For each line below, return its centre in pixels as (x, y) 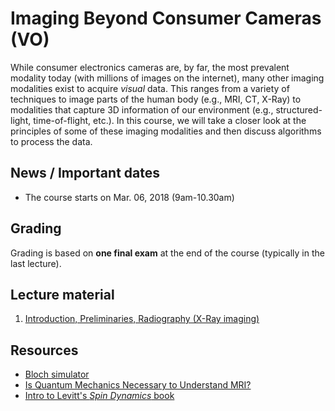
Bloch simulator (57, 374)
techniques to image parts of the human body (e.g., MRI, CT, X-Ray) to (156, 99)
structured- (299, 109)
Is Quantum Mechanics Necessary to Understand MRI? (138, 385)
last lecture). (36, 263)
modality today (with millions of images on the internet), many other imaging (167, 78)
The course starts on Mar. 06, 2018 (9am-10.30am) (129, 197)
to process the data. (51, 141)
